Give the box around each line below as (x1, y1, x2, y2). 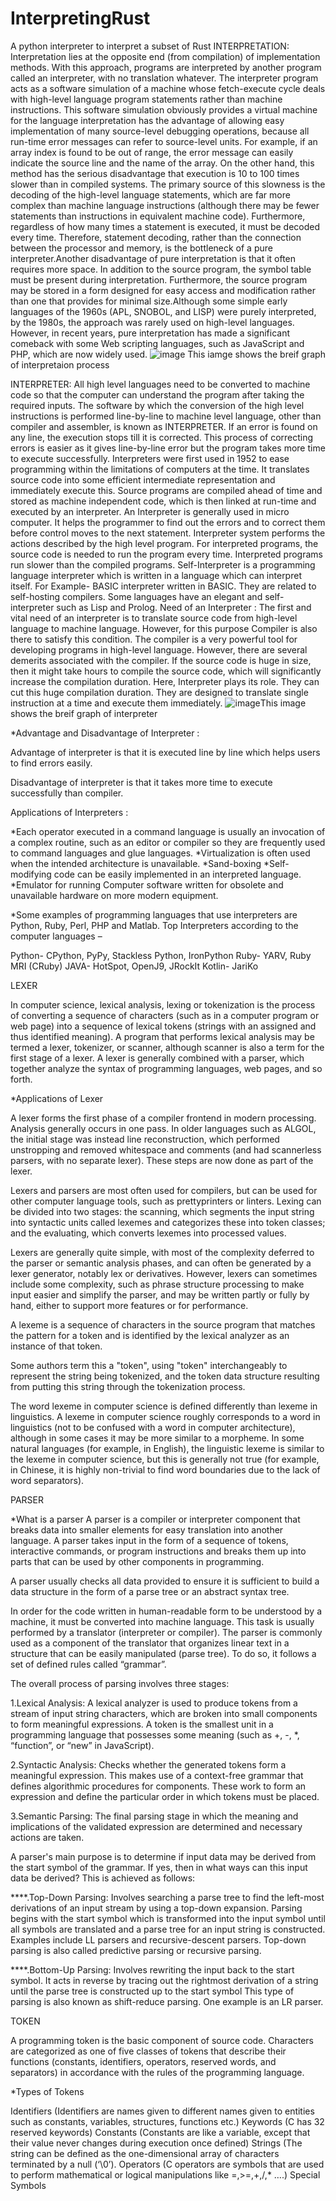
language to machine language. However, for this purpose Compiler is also (10, 622, 318, 634)
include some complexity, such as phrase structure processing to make (10, 1278, 305, 1290)
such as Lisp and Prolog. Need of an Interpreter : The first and (56, 601, 312, 613)
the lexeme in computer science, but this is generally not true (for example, (10, 1453, 320, 1465)
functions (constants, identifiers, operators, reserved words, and (10, 2055, 277, 2067)
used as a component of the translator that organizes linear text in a (10, 1637, 290, 1649)
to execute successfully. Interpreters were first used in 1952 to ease (10, 452, 290, 464)
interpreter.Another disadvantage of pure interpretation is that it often (10, 252, 297, 264)
